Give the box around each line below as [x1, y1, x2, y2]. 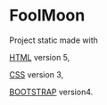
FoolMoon [9, 5, 86, 26]
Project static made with [9, 35, 98, 45]
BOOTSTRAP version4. [9, 86, 94, 97]
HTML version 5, [9, 52, 70, 62]
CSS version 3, [9, 69, 64, 80]
